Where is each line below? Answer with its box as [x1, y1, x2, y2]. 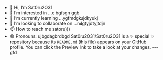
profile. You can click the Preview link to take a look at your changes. [9, 44, 151, 50]
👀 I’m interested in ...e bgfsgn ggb [9, 10, 80, 16]
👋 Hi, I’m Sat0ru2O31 [9, 5, 53, 10]
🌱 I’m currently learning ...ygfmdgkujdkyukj [9, 15, 98, 21]
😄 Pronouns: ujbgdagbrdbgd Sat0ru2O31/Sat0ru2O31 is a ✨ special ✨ [9, 33, 154, 39]
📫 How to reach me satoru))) [9, 26, 71, 32]
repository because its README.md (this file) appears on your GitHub [9, 39, 147, 45]
